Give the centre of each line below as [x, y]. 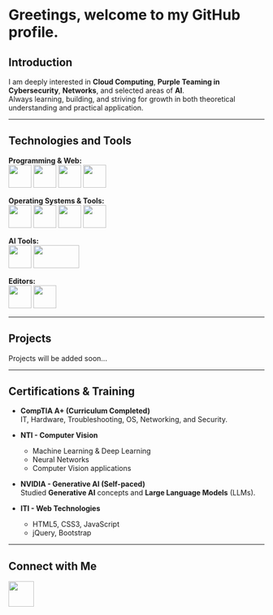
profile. [34, 32]
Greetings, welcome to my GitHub [125, 15]
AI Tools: [24, 241]
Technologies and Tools [70, 141]
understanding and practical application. [76, 108]
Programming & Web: [45, 160]
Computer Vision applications [82, 469]
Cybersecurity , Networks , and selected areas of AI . [97, 90]
